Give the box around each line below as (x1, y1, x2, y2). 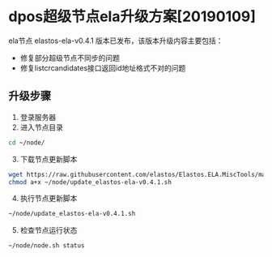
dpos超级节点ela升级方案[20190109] (8, 7, 257, 26)
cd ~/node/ (8, 139, 45, 147)
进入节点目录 (19, 122, 63, 132)
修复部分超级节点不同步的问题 (19, 53, 120, 62)
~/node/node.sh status (8, 242, 85, 250)
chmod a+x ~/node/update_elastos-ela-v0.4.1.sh (8, 178, 172, 186)
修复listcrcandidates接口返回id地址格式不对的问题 (19, 62, 186, 73)
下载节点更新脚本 (19, 154, 78, 164)
